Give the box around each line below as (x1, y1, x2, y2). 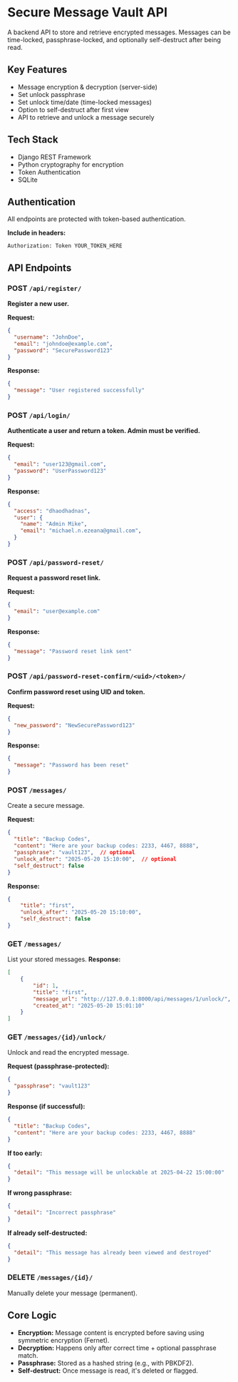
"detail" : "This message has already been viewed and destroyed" (14, 1249, 212, 1256)
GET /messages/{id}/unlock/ (7, 1032, 107, 1042)
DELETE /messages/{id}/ (7, 1272, 93, 1282)
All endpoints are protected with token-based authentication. (7, 215, 186, 223)
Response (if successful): (7, 1102, 86, 1111)
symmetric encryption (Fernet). (17, 1336, 110, 1344)
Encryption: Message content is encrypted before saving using (17, 1328, 205, 1337)
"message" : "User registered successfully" (14, 387, 145, 394)
